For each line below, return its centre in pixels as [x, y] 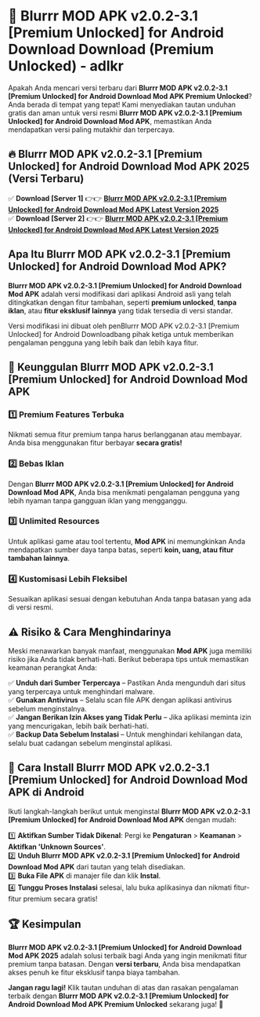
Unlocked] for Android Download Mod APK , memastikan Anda [110, 121]
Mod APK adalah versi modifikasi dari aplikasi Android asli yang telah [120, 294]
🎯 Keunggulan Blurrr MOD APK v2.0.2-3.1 [111, 367]
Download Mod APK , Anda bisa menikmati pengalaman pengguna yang [124, 492]
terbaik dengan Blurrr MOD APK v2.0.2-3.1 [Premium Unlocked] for [119, 996]
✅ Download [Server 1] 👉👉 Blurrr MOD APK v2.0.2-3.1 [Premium [117, 198]
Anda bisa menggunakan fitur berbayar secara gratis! [95, 443]
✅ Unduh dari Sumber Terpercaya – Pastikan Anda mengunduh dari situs [127, 682]
